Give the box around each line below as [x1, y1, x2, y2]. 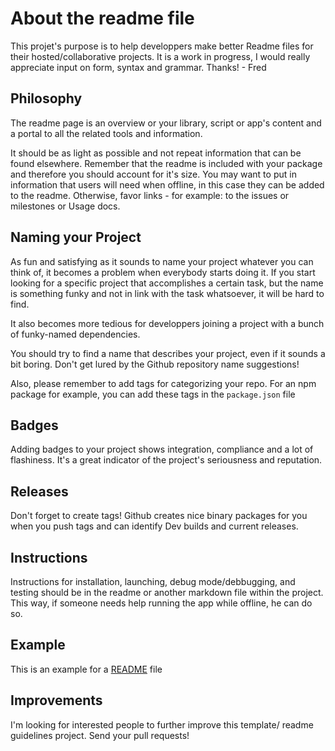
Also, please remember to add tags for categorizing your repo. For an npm [10, 377, 317, 389]
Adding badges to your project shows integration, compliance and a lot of [10, 443, 314, 456]
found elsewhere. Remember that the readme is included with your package [10, 157, 323, 169]
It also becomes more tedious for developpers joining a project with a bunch [10, 317, 325, 329]
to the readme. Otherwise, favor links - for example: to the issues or [10, 189, 290, 201]
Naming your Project [10, 229, 142, 246]
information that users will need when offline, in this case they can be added [10, 178, 325, 191]
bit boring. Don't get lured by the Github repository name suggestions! [10, 358, 300, 370]
